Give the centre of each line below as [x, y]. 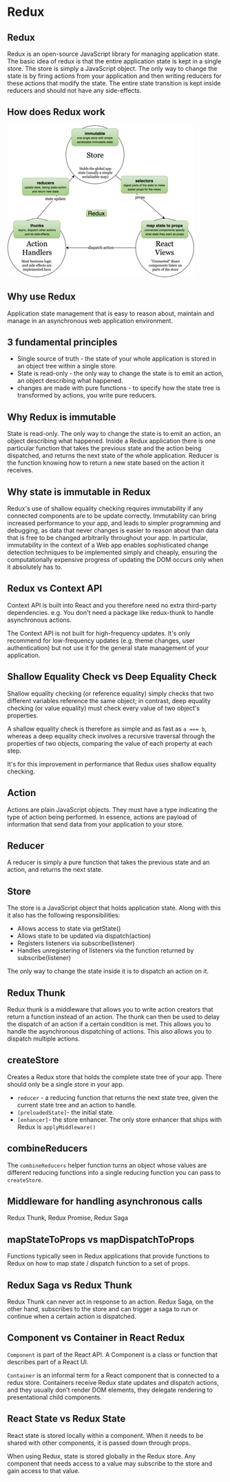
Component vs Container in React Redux [96, 1338]
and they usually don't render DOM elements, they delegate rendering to [110, 1390]
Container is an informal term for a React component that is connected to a [113, 1375]
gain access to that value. [44, 1470]
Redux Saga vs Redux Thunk [70, 1285]
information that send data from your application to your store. [95, 824]
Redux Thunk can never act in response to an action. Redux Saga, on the [111, 1302]
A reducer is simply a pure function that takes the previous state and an [108, 862]
